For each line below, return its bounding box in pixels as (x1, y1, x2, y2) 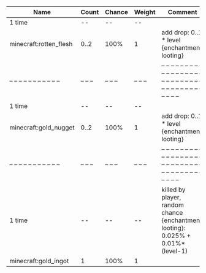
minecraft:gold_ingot (9, 257, 69, 265)
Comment (167, 8, 197, 16)
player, (161, 193, 181, 201)
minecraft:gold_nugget (9, 123, 75, 131)
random (161, 201, 184, 209)
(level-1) (161, 247, 188, 255)
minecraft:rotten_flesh (9, 40, 73, 48)
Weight (134, 8, 156, 16)
